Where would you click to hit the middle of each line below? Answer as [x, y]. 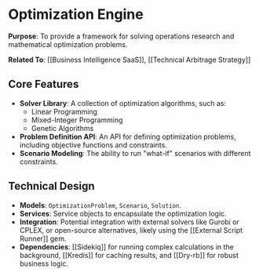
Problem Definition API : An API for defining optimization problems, [128, 136]
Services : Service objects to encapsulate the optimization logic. [123, 213]
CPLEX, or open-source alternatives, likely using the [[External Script [131, 230]
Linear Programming [64, 111]
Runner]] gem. [43, 238]
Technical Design [51, 186]
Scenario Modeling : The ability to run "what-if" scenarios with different [135, 153]
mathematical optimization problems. [68, 44]
